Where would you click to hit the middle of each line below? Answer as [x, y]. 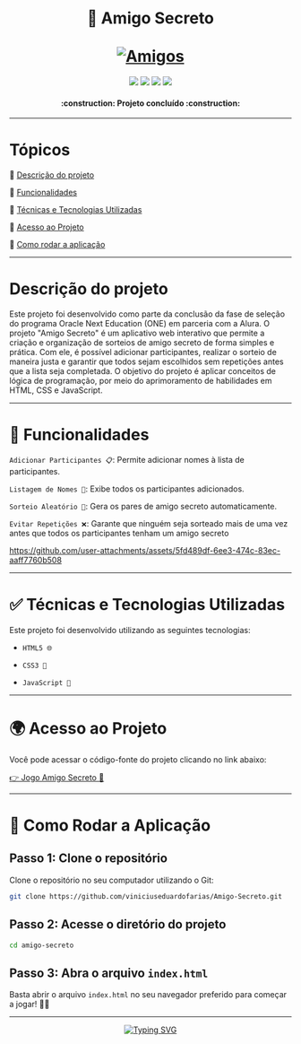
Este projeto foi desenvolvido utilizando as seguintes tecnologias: [130, 630]
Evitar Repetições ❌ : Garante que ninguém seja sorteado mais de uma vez [149, 523]
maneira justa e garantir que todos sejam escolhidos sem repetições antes [146, 361]
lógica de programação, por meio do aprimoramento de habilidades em [141, 381]
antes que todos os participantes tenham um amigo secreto [119, 533]
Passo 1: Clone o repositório [89, 859]
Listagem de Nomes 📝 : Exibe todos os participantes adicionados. [127, 489]
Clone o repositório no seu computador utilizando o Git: [112, 880]
